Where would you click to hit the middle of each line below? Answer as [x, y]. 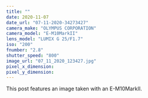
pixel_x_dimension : [30, 66]
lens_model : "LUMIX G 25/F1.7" [45, 39]
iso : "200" [20, 45]
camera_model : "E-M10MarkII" [42, 34]
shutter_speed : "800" [33, 55]
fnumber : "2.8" [25, 50]
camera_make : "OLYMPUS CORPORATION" [51, 28]
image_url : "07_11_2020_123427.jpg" [51, 61]
